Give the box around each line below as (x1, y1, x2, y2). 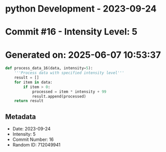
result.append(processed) (32, 94, 86, 99)
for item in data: (14, 80, 53, 85)
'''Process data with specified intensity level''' (14, 70, 124, 75)
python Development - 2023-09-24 (5, 3, 157, 15)
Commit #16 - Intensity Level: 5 (5, 26, 138, 38)
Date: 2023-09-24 (12, 126, 51, 132)
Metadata (5, 112, 36, 121)
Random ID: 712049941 (12, 142, 61, 148)
